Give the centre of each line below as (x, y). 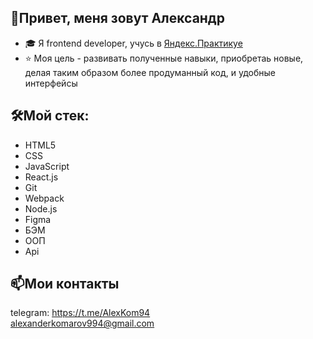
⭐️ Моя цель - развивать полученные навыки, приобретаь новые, (164, 58)
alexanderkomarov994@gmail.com (82, 323)
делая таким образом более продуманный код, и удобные (150, 72)
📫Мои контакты (65, 284)
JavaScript (47, 166)
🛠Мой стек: (50, 116)
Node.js (41, 208)
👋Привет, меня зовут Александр (117, 18)
